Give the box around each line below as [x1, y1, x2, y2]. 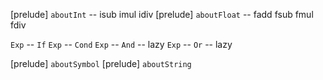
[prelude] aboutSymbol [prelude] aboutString [10, 58, 192, 69]
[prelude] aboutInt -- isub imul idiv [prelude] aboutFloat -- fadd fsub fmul [10, 9, 314, 20]
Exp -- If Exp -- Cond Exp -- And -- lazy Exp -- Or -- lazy [10, 39, 233, 50]
